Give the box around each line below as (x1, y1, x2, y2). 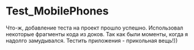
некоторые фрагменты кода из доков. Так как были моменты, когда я (6, 30, 188, 37)
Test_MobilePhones (6, 4, 109, 18)
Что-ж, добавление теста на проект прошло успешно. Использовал (6, 24, 184, 31)
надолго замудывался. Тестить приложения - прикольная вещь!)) (6, 37, 178, 44)
